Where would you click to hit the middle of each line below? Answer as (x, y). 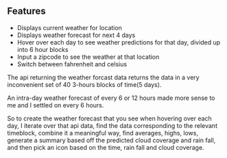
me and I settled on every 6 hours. (56, 105)
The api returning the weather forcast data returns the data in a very (104, 77)
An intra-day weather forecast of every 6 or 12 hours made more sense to (111, 98)
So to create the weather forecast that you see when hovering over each (110, 118)
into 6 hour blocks (43, 49)
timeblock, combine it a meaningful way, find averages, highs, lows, (103, 133)
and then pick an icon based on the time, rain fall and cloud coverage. (106, 147)
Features (26, 11)
